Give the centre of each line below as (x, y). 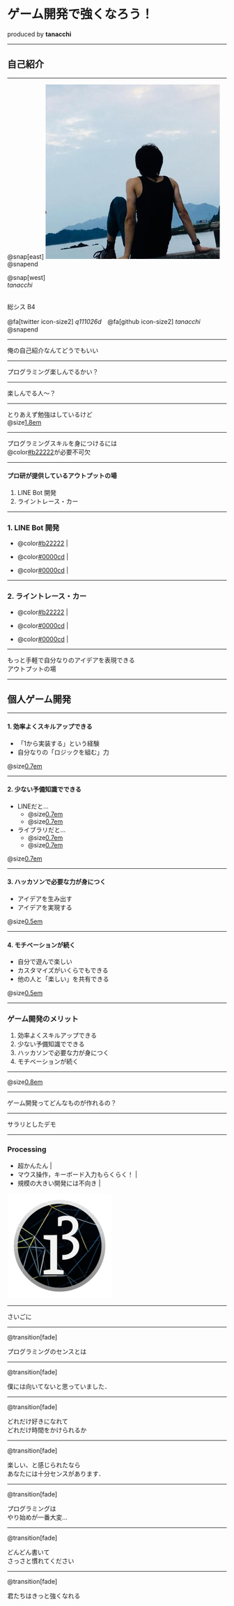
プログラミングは (32, 1508)
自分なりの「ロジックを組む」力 (63, 752)
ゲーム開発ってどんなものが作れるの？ (62, 1103)
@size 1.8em (24, 422)
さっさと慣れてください (41, 1561)
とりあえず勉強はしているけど (50, 414)
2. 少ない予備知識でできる (45, 789)
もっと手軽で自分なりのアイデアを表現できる (71, 660)
